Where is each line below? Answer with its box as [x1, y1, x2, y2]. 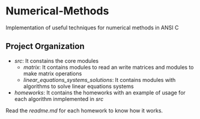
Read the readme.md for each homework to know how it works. [5, 106, 163, 114]
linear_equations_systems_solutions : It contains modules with [23, 76, 176, 83]
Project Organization [5, 41, 85, 51]
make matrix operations [23, 70, 82, 77]
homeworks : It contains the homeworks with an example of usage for [14, 89, 186, 96]
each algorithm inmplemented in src [14, 95, 104, 102]
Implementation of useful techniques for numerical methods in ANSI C [5, 24, 179, 31]
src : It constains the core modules [14, 57, 99, 64]
